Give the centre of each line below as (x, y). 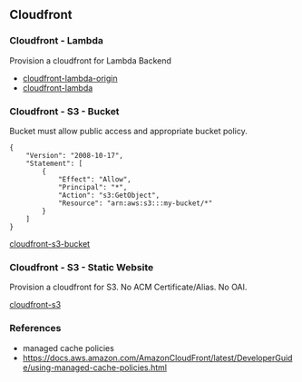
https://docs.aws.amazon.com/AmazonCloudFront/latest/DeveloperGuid (157, 358)
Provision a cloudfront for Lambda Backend (91, 60)
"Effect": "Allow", (94, 179)
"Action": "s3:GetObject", (109, 195)
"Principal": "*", (93, 187)
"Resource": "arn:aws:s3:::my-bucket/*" (135, 203)
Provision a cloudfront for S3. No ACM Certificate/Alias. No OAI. (128, 287)
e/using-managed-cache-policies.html (95, 367)
